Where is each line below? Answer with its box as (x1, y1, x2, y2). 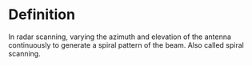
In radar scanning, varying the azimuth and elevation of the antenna (8, 32, 232, 41)
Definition (8, 6, 76, 24)
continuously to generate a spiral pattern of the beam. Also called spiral (8, 40, 244, 49)
